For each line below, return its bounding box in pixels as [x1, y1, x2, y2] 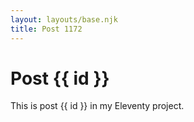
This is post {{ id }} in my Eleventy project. [10, 100, 185, 112]
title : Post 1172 [10, 24, 83, 34]
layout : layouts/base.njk [10, 14, 118, 25]
